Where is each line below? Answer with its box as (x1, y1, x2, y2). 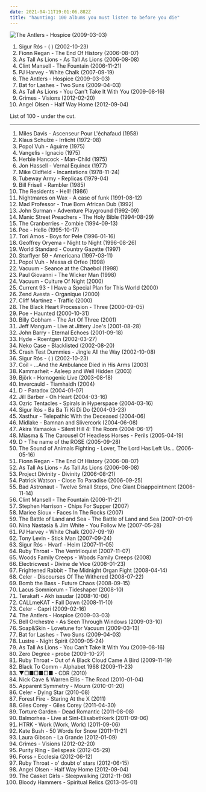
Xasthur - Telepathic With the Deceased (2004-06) (18, 412, 146, 420)
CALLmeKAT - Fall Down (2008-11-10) (18, 599, 113, 606)
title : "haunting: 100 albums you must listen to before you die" (10, 15, 180, 21)
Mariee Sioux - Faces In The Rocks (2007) (18, 508, 124, 516)
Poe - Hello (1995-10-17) (18, 226, 80, 233)
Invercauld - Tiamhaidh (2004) (18, 380, 95, 388)
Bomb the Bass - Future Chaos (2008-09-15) (18, 579, 130, 586)
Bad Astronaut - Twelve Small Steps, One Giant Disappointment (18, 483, 176, 490)
